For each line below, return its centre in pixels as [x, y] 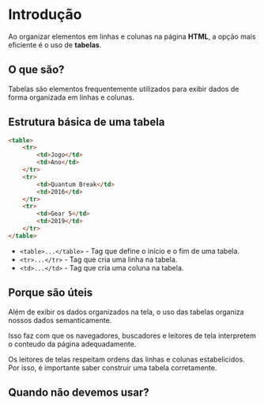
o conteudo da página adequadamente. [72, 344]
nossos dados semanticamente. [60, 320]
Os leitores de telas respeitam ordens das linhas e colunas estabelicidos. [126, 359]
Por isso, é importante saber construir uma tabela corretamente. [113, 367]
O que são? [36, 70]
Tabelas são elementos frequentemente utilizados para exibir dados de [124, 89]
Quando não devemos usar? [79, 393]
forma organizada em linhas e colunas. [71, 97]
